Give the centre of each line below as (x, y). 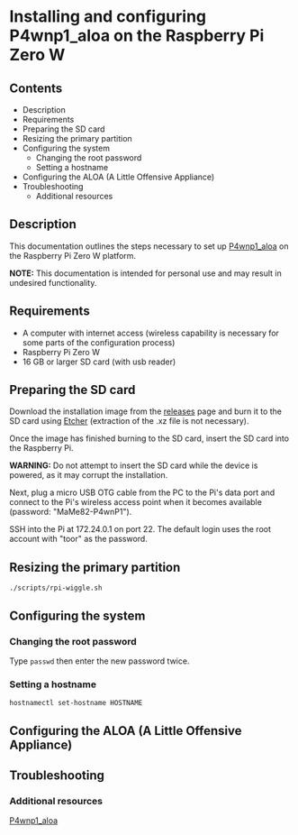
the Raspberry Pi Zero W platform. (73, 255)
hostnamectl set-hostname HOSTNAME (76, 703)
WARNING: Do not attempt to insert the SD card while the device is (134, 465)
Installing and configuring (108, 17)
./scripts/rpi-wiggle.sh (56, 588)
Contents (36, 88)
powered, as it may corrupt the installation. (89, 475)
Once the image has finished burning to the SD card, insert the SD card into (149, 438)
